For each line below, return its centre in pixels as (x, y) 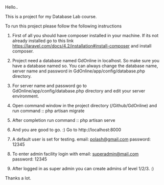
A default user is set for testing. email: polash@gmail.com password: (81, 139)
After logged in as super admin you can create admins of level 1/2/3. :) (83, 169)
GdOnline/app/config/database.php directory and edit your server (79, 91)
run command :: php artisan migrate (48, 111)
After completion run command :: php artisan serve (64, 120)
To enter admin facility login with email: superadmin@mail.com (75, 154)
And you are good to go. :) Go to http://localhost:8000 (67, 130)
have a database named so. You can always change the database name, (85, 66)
